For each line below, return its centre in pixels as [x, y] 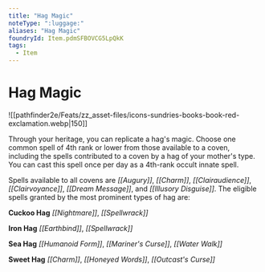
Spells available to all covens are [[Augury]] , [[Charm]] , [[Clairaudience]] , [130, 180]
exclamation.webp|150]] [48, 123]
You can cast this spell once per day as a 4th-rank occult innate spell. [124, 164]
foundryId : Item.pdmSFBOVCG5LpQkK [66, 38]
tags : [17, 46]
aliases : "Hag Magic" [45, 30]
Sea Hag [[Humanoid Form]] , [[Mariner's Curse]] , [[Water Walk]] [116, 244]
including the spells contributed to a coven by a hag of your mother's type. [132, 156]
